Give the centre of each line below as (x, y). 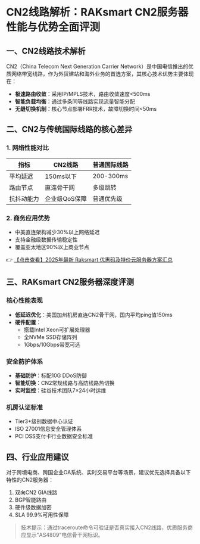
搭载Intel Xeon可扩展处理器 (57, 329)
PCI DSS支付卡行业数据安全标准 (54, 436)
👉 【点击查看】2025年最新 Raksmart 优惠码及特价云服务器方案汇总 (90, 259)
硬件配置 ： (28, 322)
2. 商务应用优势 (28, 218)
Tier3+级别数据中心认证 (44, 421)
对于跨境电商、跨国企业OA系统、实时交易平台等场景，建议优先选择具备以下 (99, 472)
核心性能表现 (25, 300)
